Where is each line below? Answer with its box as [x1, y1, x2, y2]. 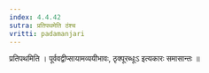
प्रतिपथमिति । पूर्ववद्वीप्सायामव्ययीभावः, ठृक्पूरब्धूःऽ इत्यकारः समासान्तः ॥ [9, 54, 201, 64]
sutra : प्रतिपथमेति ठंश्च [9, 21, 76, 30]
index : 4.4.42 [9, 12, 62, 22]
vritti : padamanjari [9, 29, 86, 38]
